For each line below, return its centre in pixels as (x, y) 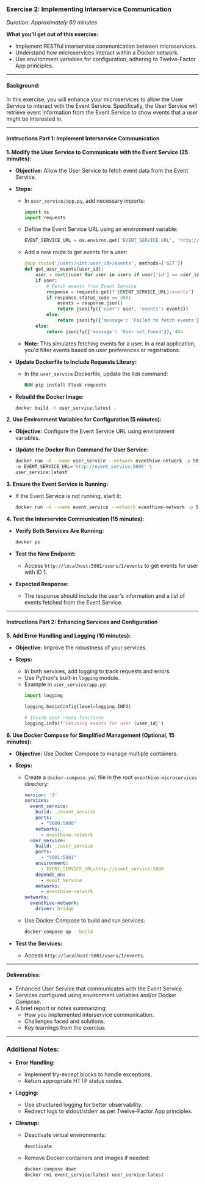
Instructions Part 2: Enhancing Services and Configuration (82, 622)
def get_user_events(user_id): (64, 269)
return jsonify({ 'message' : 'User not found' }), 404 (114, 332)
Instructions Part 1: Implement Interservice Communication (83, 138)
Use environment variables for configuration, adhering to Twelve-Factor (106, 59)
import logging (43, 696)
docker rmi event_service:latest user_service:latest (94, 1175)
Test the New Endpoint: (45, 554)
